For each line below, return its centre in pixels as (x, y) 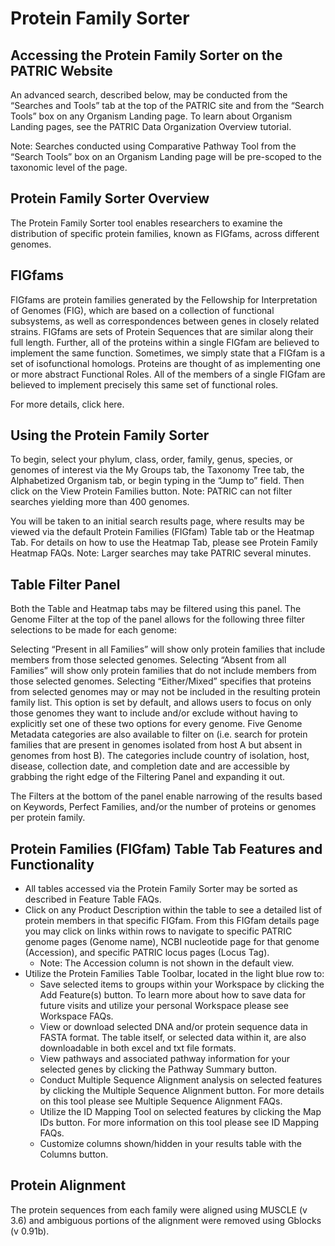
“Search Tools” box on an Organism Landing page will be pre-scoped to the (166, 156)
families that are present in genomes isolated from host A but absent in (156, 745)
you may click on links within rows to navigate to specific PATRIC (158, 931)
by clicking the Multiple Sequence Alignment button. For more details (182, 1091)
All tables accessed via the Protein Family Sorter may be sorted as (161, 889)
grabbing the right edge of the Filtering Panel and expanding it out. (148, 777)
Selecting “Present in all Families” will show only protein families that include (168, 649)
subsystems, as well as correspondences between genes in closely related (165, 321)
